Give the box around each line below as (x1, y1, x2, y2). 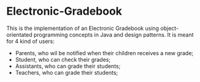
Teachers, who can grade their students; (15, 69, 118, 76)
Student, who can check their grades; (15, 56, 111, 63)
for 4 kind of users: (6, 37, 55, 45)
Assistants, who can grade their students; (15, 62, 121, 70)
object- (160, 24, 179, 32)
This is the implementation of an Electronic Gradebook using (6, 24, 160, 32)
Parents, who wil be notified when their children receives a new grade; (15, 49, 194, 56)
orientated (6, 31, 33, 38)
